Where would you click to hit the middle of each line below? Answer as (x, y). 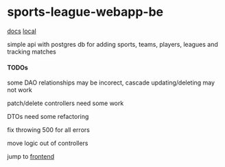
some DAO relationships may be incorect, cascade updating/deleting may (111, 82)
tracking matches (32, 52)
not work (20, 90)
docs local (22, 31)
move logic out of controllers (48, 143)
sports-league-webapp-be (85, 12)
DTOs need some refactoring (48, 117)
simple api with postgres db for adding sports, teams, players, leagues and (113, 44)
